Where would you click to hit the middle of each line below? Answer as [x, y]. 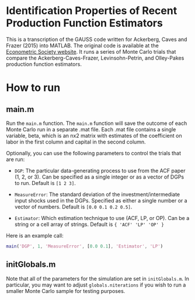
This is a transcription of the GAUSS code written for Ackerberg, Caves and [97, 39]
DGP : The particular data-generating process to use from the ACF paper [100, 170]
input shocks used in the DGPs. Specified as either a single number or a [101, 200]
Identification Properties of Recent [92, 11]
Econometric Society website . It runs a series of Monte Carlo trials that [91, 51]
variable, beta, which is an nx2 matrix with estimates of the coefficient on [94, 135]
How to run [33, 88]
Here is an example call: [35, 235]
